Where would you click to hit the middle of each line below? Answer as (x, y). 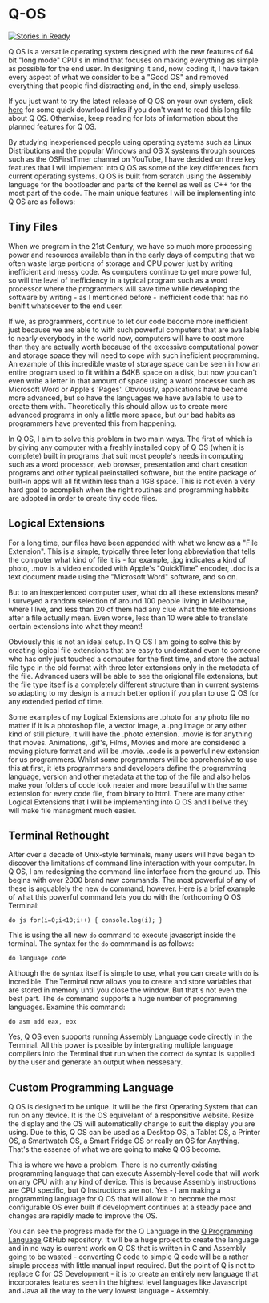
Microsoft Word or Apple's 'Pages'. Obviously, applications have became (128, 389)
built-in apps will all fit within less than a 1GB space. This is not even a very (132, 481)
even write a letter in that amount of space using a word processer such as (132, 380)
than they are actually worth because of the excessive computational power (133, 347)
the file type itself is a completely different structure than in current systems (133, 684)
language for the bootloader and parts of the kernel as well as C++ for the (130, 184)
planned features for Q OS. (53, 126)
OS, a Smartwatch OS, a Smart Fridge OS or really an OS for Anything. (124, 1141)
